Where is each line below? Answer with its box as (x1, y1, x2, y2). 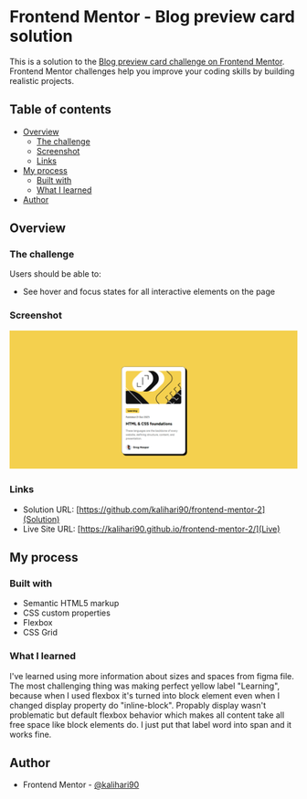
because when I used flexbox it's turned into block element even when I (9, 689, 281, 700)
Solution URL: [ (22, 504, 79, 515)
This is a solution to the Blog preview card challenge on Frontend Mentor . (9, 56, 285, 67)
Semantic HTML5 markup (22, 598, 120, 609)
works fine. (9, 729, 52, 740)
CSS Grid (22, 627, 58, 638)
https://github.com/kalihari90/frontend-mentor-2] (79, 504, 266, 515)
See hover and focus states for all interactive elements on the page (22, 286, 276, 298)
